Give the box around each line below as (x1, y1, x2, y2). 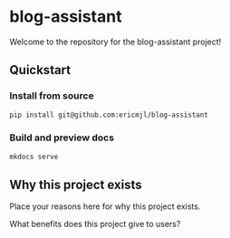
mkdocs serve (9, 152, 59, 161)
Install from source (9, 90, 94, 102)
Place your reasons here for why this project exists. (9, 201, 201, 212)
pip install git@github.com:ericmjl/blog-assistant (9, 110, 208, 119)
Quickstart (9, 62, 72, 78)
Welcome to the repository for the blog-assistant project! (9, 36, 222, 47)
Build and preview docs (9, 131, 115, 144)
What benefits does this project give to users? (9, 219, 181, 230)
